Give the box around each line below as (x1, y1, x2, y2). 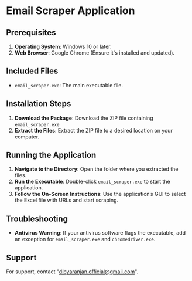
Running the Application (6, 150, 97, 160)
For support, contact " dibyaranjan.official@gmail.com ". (6, 268, 139, 275)
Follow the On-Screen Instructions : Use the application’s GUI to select (14, 191, 186, 198)
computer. (14, 133, 40, 140)
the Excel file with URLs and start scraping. (14, 197, 119, 204)
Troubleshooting (6, 214, 68, 224)
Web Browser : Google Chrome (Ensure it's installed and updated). (14, 49, 174, 56)
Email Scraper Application (6, 4, 135, 18)
